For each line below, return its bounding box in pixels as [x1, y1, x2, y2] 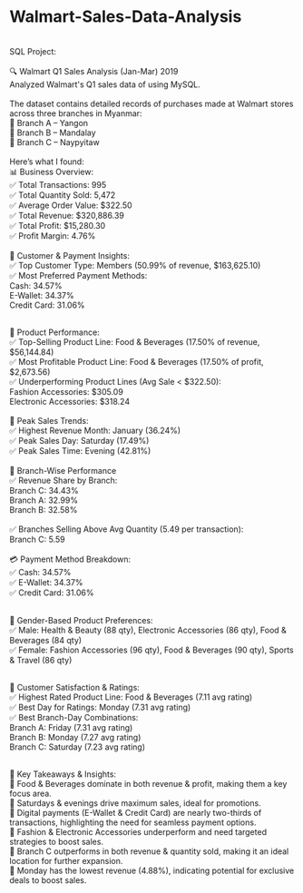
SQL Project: [9, 45, 57, 56]
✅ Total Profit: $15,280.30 [9, 220, 106, 231]
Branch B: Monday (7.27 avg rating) [9, 731, 142, 742]
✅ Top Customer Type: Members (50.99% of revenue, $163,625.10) [9, 260, 261, 270]
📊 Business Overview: [9, 166, 93, 177]
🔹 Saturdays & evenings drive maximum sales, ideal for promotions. [9, 797, 261, 809]
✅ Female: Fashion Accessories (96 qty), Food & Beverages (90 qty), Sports [9, 644, 294, 655]
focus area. [9, 788, 52, 799]
